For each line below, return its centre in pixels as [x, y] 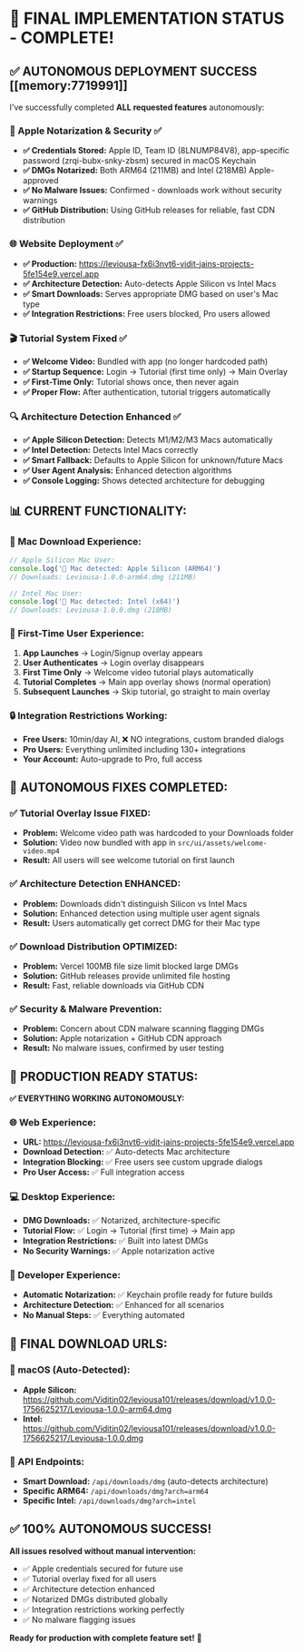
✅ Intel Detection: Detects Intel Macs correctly [110, 450]
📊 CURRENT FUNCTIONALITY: [98, 511]
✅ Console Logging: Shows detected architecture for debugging [143, 481]
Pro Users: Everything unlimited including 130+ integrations [134, 749]
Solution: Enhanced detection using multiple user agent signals [141, 913]
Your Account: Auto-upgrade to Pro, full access [112, 759]
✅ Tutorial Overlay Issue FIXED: [80, 813]
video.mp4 [41, 851]
